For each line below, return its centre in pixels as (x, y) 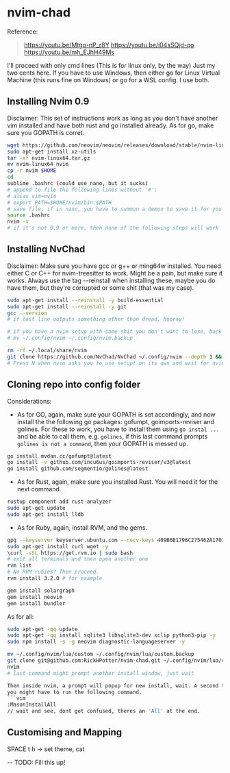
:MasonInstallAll (32, 705)
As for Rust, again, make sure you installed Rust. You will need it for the (117, 482)
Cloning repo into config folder (74, 385)
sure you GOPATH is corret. (46, 132)
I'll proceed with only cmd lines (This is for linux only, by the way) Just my (111, 65)
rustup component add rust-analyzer (59, 502)
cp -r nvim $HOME (32, 171)
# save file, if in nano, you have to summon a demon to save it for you (115, 209)
